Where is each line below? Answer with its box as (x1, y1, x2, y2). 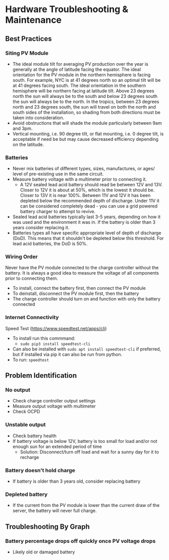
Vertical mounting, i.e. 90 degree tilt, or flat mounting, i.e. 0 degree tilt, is (12, 130, 164, 137)
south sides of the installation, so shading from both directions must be (12, 109, 160, 115)
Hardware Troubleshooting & (5, 4, 129, 15)
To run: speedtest (12, 357, 49, 363)
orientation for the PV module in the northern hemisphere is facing (12, 72, 151, 78)
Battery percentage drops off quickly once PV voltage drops (5, 537, 156, 544)
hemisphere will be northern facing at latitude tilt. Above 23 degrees (12, 87, 155, 94)
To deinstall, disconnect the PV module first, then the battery (12, 290, 139, 296)
